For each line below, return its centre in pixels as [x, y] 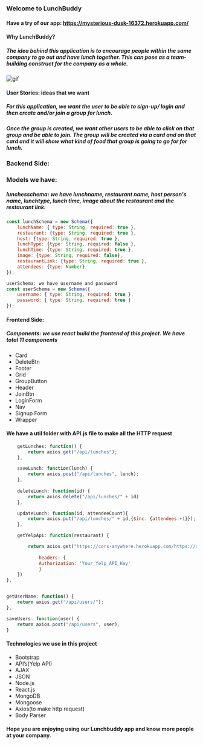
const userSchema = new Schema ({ [48, 289]
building [17, 63]
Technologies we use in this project [52, 644]
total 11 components [32, 340]
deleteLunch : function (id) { [54, 491]
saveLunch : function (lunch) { [55, 469]
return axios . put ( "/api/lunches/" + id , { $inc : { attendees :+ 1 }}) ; [112, 519]
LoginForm [28, 400]
